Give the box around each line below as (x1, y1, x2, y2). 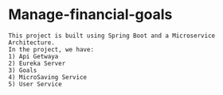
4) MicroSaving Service (8, 73, 88, 81)
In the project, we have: (8, 45, 94, 53)
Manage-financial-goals (8, 6, 173, 24)
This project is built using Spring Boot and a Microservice (8, 32, 216, 40)
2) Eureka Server (8, 59, 66, 67)
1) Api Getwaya (8, 52, 59, 60)
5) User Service (8, 80, 62, 88)
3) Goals (8, 66, 37, 74)
